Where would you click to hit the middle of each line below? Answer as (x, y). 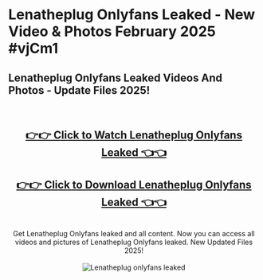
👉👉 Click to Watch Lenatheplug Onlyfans (134, 136)
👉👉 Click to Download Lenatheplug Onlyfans (134, 185)
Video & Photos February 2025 (112, 31)
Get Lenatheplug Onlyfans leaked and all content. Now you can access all (134, 234)
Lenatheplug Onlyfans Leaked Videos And (116, 78)
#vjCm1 (33, 49)
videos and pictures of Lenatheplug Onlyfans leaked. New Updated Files (134, 242)
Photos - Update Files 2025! (79, 90)
